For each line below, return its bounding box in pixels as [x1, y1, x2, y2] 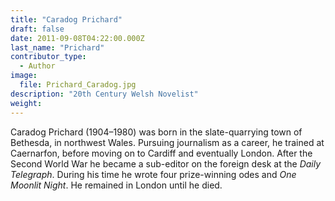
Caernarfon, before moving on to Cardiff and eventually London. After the [10, 147, 313, 159]
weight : [10, 98, 43, 108]
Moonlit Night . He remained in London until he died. [10, 179, 223, 191]
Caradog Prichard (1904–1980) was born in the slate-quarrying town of [10, 126, 303, 138]
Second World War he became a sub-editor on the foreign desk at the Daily [10, 157, 322, 170]
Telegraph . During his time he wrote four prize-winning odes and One [10, 168, 297, 180]
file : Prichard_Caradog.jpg [19, 80, 137, 90]
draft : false [10, 24, 65, 34]
